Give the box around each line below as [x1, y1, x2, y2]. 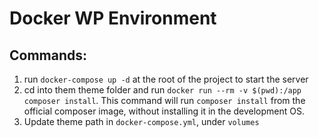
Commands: [9, 47, 88, 64]
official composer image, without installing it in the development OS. [23, 105, 305, 117]
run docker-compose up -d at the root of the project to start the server [23, 73, 309, 85]
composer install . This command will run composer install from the [23, 95, 306, 106]
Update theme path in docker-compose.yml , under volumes [23, 116, 260, 127]
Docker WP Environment [9, 7, 217, 30]
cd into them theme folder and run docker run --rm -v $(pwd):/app [23, 84, 302, 96]
